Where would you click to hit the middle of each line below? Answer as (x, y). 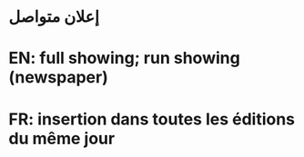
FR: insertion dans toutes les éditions (152, 119)
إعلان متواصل (54, 17)
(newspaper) (58, 78)
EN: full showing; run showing (124, 59)
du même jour (62, 138)
